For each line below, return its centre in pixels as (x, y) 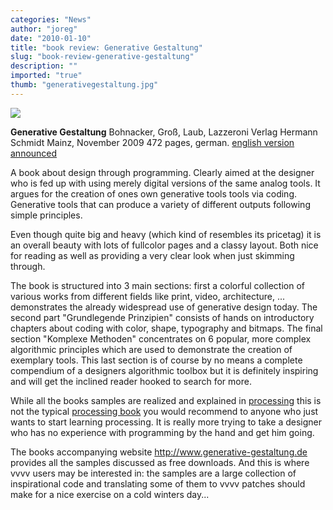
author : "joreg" (44, 29)
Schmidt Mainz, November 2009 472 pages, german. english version (152, 142)
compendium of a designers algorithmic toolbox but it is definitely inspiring (164, 370)
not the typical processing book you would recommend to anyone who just (164, 411)
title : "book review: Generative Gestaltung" (106, 47)
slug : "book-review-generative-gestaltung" (102, 57)
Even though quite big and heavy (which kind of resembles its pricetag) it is (166, 234)
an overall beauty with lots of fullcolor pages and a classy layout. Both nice (164, 245)
